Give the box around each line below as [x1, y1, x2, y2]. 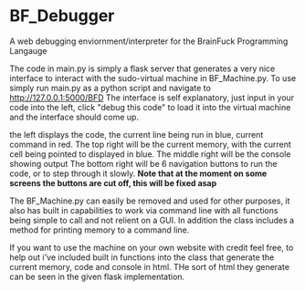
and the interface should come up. [9, 111, 140, 122]
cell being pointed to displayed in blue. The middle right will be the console [9, 148, 291, 160]
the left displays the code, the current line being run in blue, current [9, 129, 264, 140]
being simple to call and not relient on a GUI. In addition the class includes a [9, 214, 295, 225]
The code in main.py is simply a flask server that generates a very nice [9, 63, 276, 74]
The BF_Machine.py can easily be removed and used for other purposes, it [9, 195, 290, 206]
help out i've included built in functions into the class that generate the [9, 252, 275, 263]
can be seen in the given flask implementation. [9, 271, 185, 282]
